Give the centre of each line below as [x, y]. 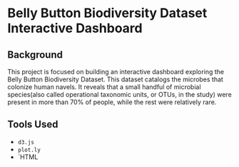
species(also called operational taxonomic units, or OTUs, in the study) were [119, 95]
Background [35, 55]
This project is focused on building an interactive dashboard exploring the [116, 72]
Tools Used [33, 125]
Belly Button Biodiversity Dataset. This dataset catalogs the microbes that [115, 79]
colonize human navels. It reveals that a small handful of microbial [104, 87]
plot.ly [29, 150]
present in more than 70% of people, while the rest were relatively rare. [112, 102]
